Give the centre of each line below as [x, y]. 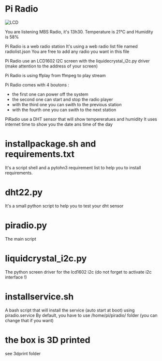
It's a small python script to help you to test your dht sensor [64, 206]
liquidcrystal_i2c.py [46, 258]
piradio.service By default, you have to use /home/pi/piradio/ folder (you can [81, 315]
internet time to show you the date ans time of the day [59, 124]
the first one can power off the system [50, 94]
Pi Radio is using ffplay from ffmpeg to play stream [55, 75]
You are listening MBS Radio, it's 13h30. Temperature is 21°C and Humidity [79, 32]
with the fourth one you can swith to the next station [64, 110]
